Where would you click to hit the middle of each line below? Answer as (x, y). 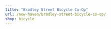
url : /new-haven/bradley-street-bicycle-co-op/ (56, 14)
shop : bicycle (20, 19)
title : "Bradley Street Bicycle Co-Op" (47, 10)
